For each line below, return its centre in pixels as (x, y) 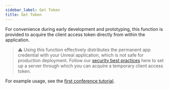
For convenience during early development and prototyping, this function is (84, 29)
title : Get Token (24, 15)
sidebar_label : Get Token (32, 10)
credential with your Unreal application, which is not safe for (80, 55)
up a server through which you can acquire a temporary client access (90, 66)
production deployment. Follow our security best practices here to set (91, 60)
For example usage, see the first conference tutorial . (60, 81)
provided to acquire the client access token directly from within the (75, 34)
